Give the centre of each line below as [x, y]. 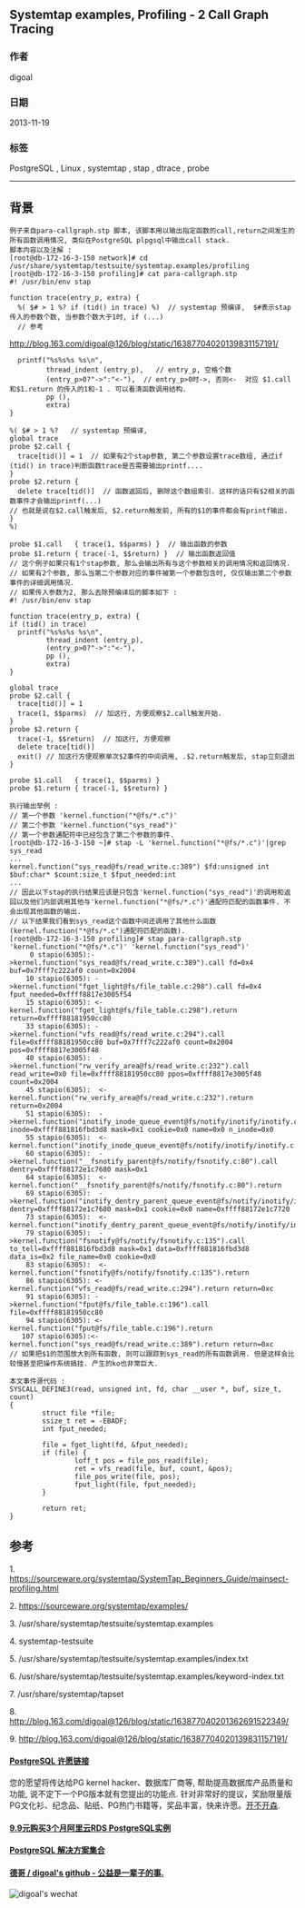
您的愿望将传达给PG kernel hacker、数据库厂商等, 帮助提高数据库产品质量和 [151, 1783]
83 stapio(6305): [59, 1265]
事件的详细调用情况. [42, 583]
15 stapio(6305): [59, 1003]
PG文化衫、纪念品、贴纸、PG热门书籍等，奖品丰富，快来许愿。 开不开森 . [145, 1805]
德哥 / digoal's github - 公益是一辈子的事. [87, 1873]
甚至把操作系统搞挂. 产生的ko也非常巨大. [90, 1364]
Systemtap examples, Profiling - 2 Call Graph [139, 15]
